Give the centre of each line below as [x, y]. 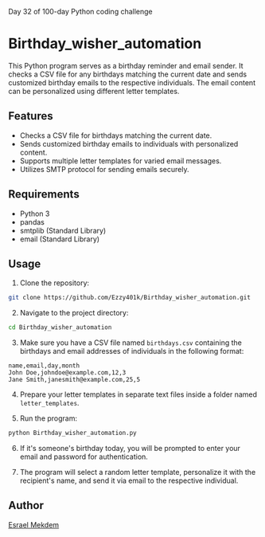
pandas [32, 221]
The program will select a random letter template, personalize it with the [138, 472]
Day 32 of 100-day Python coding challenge [80, 12]
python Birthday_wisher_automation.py [72, 433]
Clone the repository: [55, 283]
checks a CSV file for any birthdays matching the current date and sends [128, 74]
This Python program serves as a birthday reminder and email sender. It [126, 65]
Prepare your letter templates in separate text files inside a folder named [138, 394]
